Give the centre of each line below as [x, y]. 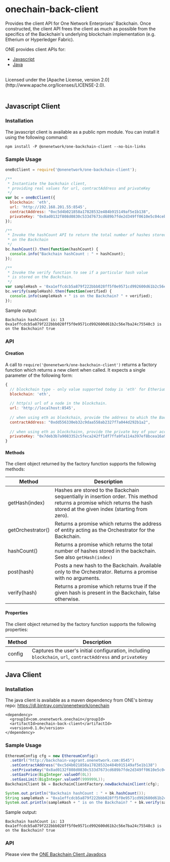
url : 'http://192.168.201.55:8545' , [48, 207]
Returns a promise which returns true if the [106, 586]
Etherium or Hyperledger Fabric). [40, 40]
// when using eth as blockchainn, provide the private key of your [83, 432]
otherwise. [67, 599]
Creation [15, 354]
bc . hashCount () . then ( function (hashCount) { [52, 249]
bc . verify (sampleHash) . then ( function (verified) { [59, 291]
